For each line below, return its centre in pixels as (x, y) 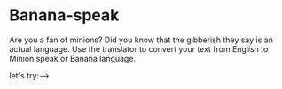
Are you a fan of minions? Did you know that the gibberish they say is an (141, 40)
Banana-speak (64, 15)
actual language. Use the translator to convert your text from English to (139, 48)
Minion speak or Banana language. (72, 58)
